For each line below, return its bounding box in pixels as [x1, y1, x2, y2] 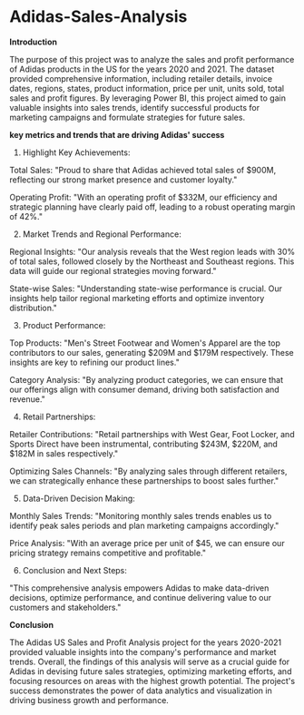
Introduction [9, 36, 57, 47]
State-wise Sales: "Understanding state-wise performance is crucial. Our [9, 283, 283, 294]
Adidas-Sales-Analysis [9, 6, 188, 27]
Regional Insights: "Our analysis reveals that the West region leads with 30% [9, 246, 296, 257]
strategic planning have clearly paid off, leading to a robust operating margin [9, 201, 296, 212]
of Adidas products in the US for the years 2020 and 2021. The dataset [9, 64, 275, 74]
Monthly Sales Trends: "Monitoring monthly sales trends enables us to [9, 510, 272, 521]
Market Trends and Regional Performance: [22, 229, 181, 240]
